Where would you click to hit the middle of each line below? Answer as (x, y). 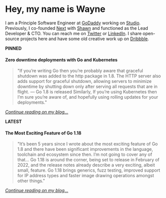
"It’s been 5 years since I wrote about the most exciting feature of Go (87, 144)
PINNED (13, 48)
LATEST (14, 122)
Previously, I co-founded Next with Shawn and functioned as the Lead (77, 28)
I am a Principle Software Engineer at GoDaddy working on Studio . (73, 23)
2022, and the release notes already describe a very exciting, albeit (86, 165)
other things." (31, 181)
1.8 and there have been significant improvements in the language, (85, 149)
